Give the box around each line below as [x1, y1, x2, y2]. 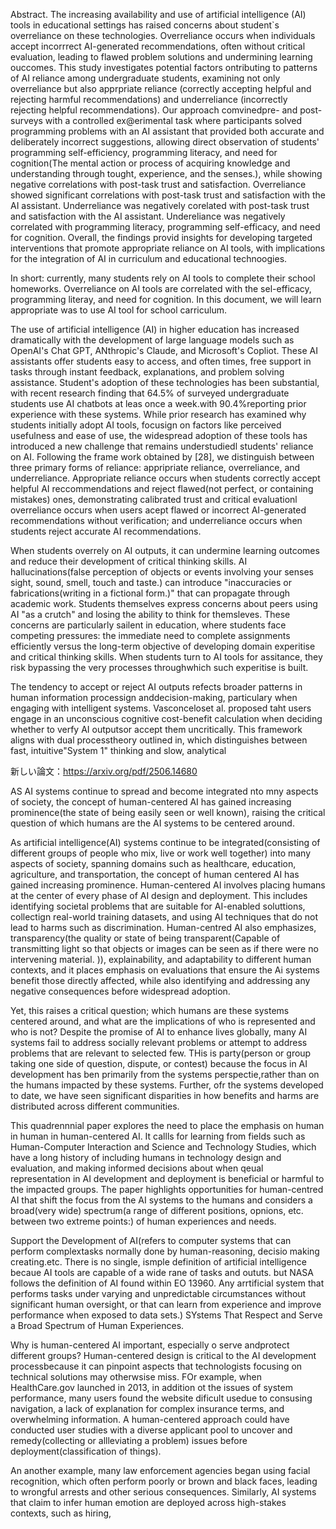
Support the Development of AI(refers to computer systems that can [10, 1235, 292, 1246]
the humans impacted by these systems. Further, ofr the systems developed [10, 1079, 324, 1091]
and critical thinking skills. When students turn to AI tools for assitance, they [10, 651, 323, 663]
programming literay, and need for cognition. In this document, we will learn [10, 294, 322, 305]
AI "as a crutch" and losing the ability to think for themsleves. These [10, 609, 291, 620]
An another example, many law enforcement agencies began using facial [10, 1465, 311, 1476]
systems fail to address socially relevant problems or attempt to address [10, 1037, 308, 1048]
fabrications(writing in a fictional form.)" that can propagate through [10, 587, 291, 599]
